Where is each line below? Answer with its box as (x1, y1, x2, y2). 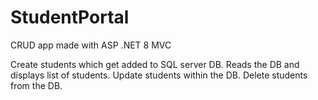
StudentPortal (10, 6, 130, 29)
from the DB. (10, 79, 63, 91)
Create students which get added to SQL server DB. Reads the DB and (10, 58, 300, 70)
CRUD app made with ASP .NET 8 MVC (10, 39, 172, 51)
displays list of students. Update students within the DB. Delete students (10, 69, 308, 81)
